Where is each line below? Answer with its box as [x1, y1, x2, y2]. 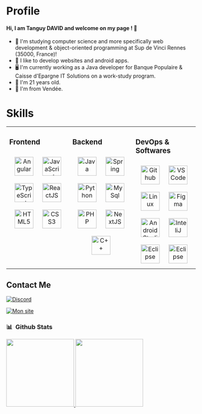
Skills [6, 107, 34, 120]
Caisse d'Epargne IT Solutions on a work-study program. [14, 72, 156, 79]
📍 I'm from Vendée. [14, 85, 63, 93]
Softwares [135, 146, 171, 155]
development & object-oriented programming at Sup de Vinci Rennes [14, 44, 186, 52]
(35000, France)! [14, 51, 57, 58]
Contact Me [6, 280, 51, 290]
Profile [6, 4, 40, 18]
